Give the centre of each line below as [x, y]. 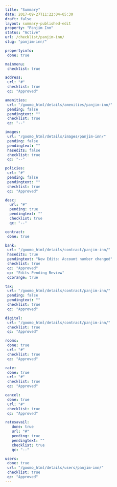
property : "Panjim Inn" [29, 28]
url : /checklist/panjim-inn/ [35, 37]
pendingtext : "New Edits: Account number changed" [60, 259]
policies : [15, 168]
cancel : [13, 395]
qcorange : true [23, 277]
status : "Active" [23, 32]
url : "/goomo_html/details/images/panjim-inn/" [57, 136]
